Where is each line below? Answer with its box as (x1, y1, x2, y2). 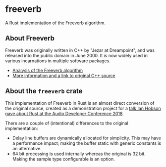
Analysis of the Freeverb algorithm (12, 67, 83, 73)
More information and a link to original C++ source (12, 73, 115, 79)
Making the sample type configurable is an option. (12, 156, 115, 162)
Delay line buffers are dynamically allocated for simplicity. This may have (12, 135, 161, 141)
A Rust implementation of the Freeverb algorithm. (5, 20, 106, 26)
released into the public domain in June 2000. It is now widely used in (5, 52, 148, 58)
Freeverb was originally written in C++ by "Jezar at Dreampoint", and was (5, 47, 155, 53)
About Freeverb (5, 34, 55, 42)
